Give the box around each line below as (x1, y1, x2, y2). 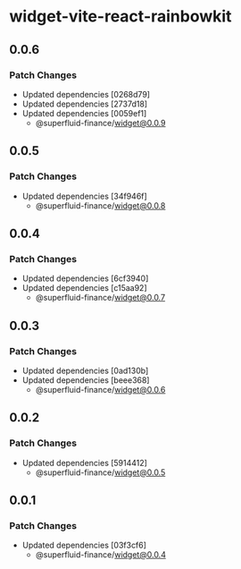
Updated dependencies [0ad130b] (21, 365, 149, 376)
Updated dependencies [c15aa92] (21, 283, 147, 293)
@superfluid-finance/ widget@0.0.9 (35, 117, 166, 128)
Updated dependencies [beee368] (21, 374, 150, 386)
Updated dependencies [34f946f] (21, 191, 147, 201)
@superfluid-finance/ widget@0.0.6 (35, 384, 166, 395)
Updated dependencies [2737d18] (21, 98, 148, 109)
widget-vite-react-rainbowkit (9, 6, 232, 27)
